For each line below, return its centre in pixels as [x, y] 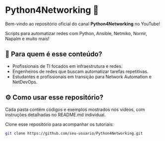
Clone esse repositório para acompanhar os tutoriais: [59, 124]
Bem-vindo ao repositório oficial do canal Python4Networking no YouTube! [82, 24]
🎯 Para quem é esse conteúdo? [54, 54]
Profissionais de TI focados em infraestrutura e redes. [67, 66]
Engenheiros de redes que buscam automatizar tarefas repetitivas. [80, 71]
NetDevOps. [25, 82]
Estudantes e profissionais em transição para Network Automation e [82, 77]
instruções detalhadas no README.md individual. [55, 115]
